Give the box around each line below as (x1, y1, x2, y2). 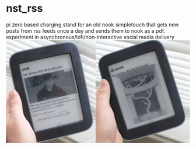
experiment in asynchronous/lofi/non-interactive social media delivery (6, 33, 175, 40)
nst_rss (6, 2, 43, 15)
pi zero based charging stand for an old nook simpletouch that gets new (6, 21, 179, 28)
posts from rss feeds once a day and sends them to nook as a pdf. (6, 27, 166, 34)
